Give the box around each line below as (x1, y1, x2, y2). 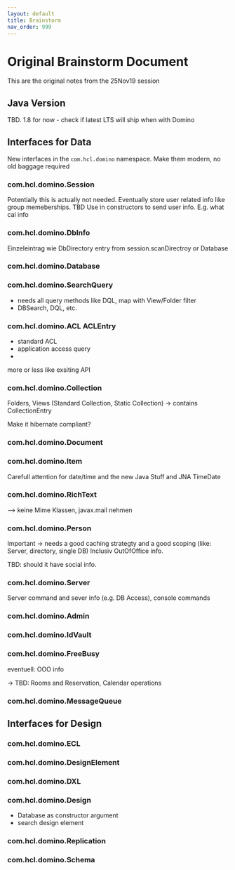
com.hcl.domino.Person (7, 523, 92, 533)
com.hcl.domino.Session (7, 180, 95, 189)
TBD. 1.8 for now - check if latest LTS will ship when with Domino (7, 116, 195, 124)
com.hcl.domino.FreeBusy (7, 649, 100, 659)
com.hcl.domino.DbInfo (7, 228, 90, 238)
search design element (17, 818, 84, 826)
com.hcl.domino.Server (7, 578, 90, 588)
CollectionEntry (7, 406, 52, 415)
